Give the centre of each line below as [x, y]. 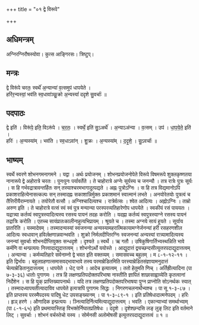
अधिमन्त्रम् [20, 40]
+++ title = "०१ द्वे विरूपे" [33, 9]
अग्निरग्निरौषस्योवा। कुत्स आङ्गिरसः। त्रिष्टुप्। [50, 54]
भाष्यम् [15, 160]
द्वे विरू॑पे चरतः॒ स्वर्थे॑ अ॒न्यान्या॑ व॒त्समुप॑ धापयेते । [48, 87]
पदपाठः [16, 113]
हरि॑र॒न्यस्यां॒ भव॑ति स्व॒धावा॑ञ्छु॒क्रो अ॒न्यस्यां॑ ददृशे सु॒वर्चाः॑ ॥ [56, 94]
